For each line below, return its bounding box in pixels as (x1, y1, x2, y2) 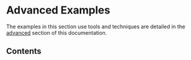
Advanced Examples (6, 4, 110, 17)
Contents (6, 46, 42, 56)
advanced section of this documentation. (6, 29, 107, 36)
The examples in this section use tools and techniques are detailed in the (6, 23, 186, 30)
